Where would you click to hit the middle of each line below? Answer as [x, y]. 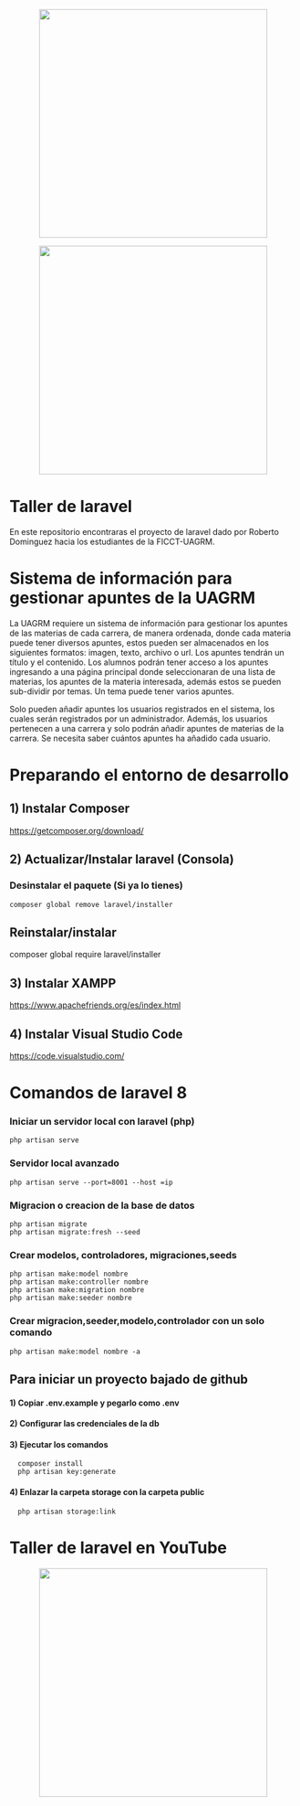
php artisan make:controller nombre [79, 1282]
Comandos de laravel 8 [98, 1093]
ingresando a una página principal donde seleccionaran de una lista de [143, 671]
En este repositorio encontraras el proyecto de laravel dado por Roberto [145, 531]
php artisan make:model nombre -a [75, 1352]
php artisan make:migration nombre [77, 1290]
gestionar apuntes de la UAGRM [133, 598]
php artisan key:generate [67, 1472]
